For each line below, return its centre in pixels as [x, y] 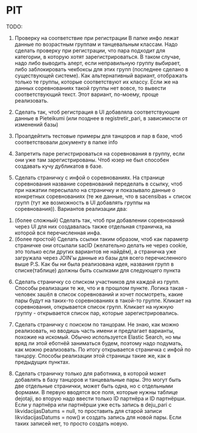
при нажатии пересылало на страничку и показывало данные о [95, 190]
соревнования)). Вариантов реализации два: [71, 209]
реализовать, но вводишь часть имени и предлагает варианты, [94, 330]
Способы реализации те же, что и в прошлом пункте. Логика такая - [101, 288]
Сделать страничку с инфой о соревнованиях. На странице [89, 177]
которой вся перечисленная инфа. [58, 233]
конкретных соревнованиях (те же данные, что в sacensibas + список [103, 196]
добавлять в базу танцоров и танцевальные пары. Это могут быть [98, 379]
